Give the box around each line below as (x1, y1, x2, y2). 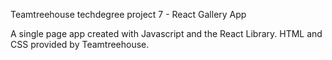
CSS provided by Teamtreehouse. (10, 39, 150, 50)
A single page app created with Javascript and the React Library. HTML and (10, 28, 323, 39)
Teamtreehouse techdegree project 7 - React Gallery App (10, 9, 247, 20)
